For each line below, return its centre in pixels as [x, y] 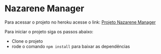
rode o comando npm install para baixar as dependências [71, 46]
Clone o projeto [27, 41]
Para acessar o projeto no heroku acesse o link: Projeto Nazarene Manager [80, 22]
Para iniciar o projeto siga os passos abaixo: [49, 31]
